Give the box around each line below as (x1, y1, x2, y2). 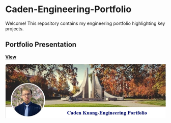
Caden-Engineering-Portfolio (5, 4, 132, 15)
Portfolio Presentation (5, 40, 77, 49)
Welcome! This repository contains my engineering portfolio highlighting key (5, 20, 165, 26)
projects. (5, 25, 24, 31)
